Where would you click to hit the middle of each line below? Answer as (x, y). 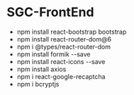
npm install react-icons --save (61, 61)
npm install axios (41, 69)
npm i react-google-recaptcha (61, 76)
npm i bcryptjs (38, 84)
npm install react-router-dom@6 (64, 39)
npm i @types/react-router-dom (64, 46)
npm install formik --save (54, 54)
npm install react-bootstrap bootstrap (72, 32)
